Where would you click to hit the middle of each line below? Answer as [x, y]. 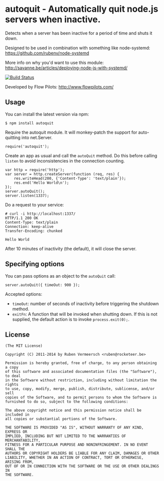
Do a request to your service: [35, 204]
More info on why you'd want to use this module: [55, 62]
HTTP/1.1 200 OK [22, 218]
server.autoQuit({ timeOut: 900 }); [42, 285]
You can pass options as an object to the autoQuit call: [60, 276]
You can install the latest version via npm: [47, 114]
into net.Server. [37, 137]
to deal [13, 376]
